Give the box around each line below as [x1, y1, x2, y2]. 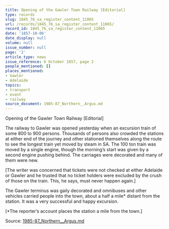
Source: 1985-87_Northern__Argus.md [5, 218, 85, 224]
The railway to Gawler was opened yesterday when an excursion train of [5, 125, 156, 131]
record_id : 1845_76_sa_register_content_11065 [5, 26, 105, 31]
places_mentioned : [5, 69, 44, 74]
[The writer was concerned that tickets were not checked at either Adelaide [5, 167, 163, 173]
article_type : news [5, 54, 47, 60]
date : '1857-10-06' [5, 31, 47, 36]
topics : [5, 82, 22, 87]
